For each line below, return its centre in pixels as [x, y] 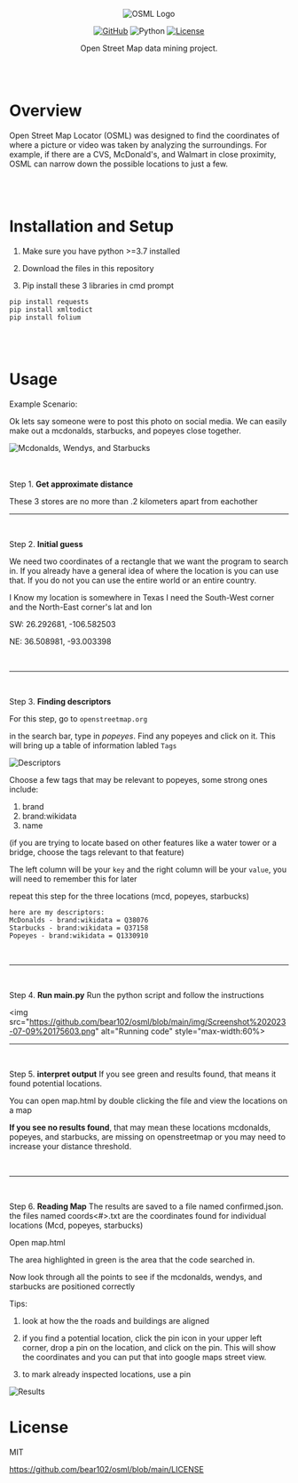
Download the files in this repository [88, 268]
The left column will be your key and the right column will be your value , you [148, 869]
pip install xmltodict [51, 310]
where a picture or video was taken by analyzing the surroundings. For [138, 145]
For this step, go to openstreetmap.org [78, 718]
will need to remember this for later [73, 879]
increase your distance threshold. [71, 1146]
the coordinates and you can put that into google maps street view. [144, 1357]
